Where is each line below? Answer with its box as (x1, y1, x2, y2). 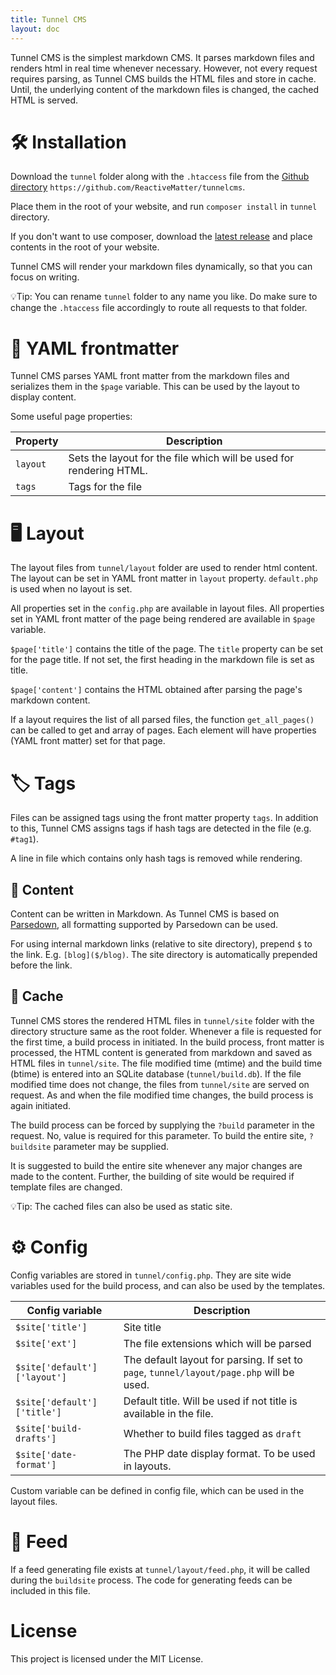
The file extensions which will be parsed (123, 1336, 312, 1350)
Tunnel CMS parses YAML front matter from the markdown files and (10, 370, 290, 382)
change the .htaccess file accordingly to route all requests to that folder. (10, 302, 308, 314)
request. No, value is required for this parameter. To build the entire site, (10, 1129, 307, 1141)
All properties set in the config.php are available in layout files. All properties (10, 602, 325, 615)
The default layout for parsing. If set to (123, 1352, 303, 1366)
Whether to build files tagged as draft (123, 1426, 302, 1440)
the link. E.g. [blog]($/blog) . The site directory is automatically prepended (10, 949, 318, 961)
